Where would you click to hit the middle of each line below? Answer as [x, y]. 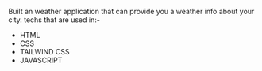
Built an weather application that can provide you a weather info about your [131, 11]
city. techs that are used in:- [54, 20]
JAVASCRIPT [41, 60]
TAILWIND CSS [44, 52]
